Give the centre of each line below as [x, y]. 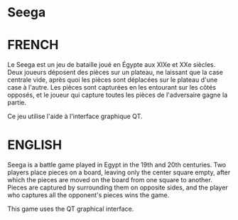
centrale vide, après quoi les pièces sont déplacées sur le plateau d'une [113, 80]
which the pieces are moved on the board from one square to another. [110, 180]
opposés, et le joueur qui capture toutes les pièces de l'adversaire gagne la [118, 95]
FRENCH [33, 45]
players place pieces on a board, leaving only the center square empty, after [119, 172]
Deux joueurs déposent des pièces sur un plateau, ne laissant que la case [115, 73]
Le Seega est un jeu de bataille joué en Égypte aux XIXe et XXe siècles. [112, 65]
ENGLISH [35, 145]
